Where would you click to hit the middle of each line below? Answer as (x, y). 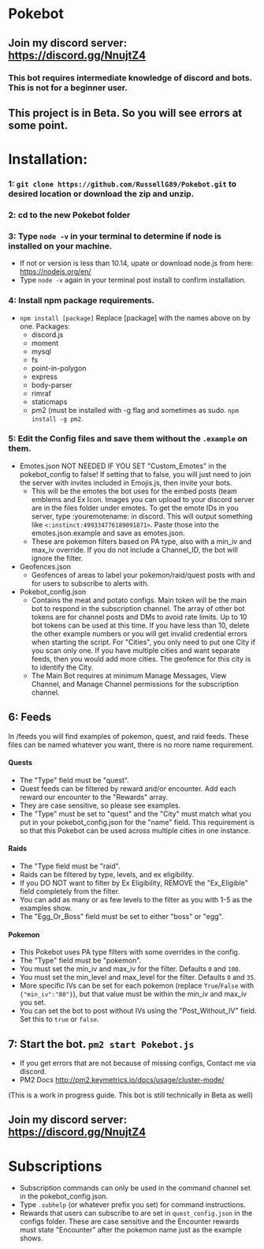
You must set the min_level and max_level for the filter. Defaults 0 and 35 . (138, 977)
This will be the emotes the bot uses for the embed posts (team (134, 491)
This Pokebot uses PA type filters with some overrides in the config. (130, 952)
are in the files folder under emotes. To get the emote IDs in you (135, 508)
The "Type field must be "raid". (70, 866)
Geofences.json (45, 566)
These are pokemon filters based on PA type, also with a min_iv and (141, 541)
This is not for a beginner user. (68, 88)
